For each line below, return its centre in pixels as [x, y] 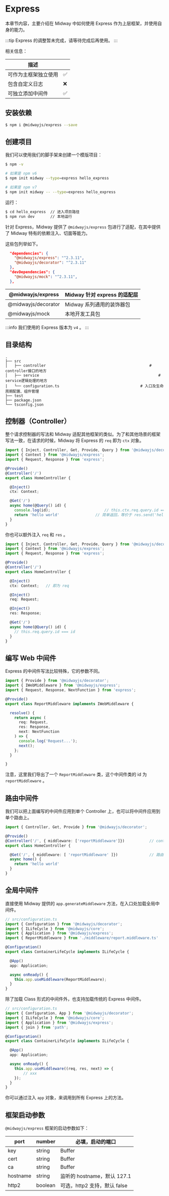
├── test [14, 396]
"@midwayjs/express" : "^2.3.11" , [49, 258]
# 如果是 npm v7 [21, 187]
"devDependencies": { [32, 272]
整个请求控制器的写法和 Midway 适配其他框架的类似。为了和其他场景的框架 [83, 434]
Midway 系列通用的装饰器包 [97, 304]
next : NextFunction [39, 732]
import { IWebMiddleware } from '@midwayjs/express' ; [63, 685]
